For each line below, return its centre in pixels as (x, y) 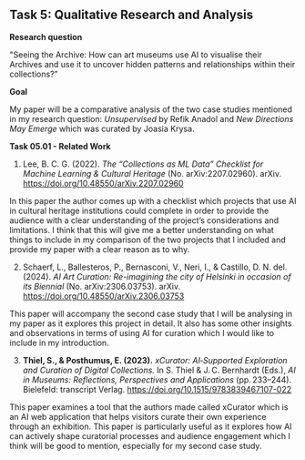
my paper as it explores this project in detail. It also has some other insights (151, 323)
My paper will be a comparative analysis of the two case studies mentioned (151, 109)
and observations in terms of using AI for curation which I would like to (142, 332)
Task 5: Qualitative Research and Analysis (132, 15)
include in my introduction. (59, 342)
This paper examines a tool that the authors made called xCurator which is (149, 407)
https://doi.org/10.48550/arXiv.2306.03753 (103, 296)
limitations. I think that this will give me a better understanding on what (142, 230)
